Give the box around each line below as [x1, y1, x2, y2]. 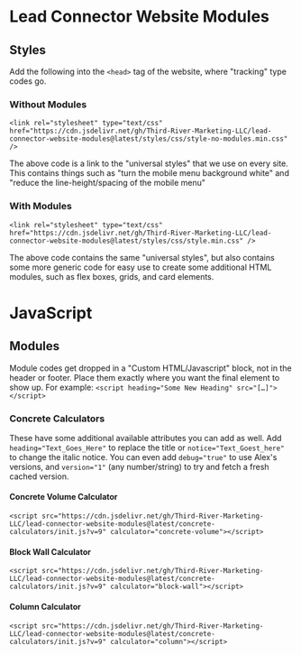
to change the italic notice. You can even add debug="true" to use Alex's [9, 451, 278, 462]
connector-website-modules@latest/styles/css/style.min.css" [9, 236, 244, 245]
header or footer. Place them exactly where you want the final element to [9, 372, 280, 383]
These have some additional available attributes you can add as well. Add [9, 432, 282, 443]
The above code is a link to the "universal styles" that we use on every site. [9, 158, 288, 169]
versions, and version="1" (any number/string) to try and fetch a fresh [9, 461, 269, 472]
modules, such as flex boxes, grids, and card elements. [9, 271, 214, 281]
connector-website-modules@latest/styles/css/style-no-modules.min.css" [9, 134, 288, 143]
